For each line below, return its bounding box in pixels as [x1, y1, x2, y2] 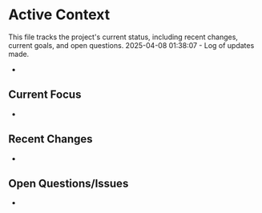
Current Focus [8, 88, 82, 102]
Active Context [8, 6, 111, 24]
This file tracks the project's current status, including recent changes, [8, 32, 239, 42]
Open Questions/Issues [8, 176, 129, 190]
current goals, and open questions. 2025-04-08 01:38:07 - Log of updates [8, 40, 255, 50]
